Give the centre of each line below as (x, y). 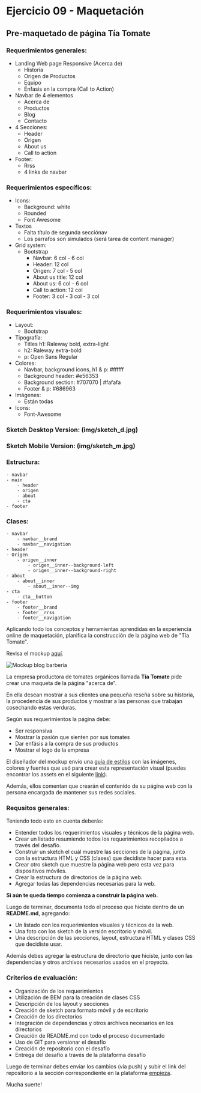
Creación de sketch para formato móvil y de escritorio (82, 1010)
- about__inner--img (53, 586)
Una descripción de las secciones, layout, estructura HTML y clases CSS (105, 938)
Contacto (35, 121)
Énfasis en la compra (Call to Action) (69, 89)
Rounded (35, 213)
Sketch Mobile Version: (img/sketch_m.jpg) (71, 446)
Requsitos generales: (38, 808)
